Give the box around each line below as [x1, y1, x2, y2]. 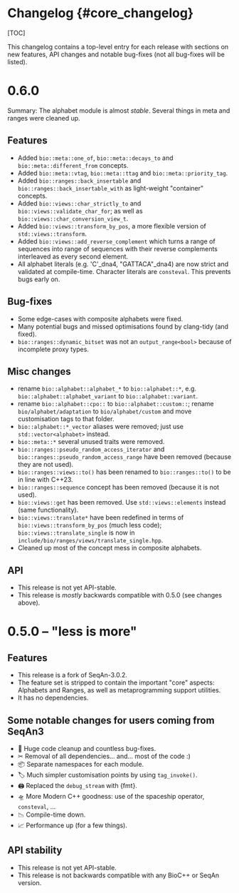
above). [17, 598, 41, 607]
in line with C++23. [17, 475, 73, 484]
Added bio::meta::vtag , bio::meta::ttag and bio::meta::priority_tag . [17, 168, 228, 177]
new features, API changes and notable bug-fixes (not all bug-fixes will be [7, 50, 225, 59]
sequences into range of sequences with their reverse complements [17, 244, 218, 253]
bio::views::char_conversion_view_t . [17, 214, 129, 223]
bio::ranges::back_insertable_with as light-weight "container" [17, 183, 204, 192]
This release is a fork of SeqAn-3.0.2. [17, 671, 128, 680]
